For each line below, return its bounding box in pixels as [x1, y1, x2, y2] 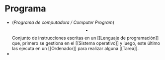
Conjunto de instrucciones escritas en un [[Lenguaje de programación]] [11, 35, 159, 41]
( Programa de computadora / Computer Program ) [11, 19, 115, 25]
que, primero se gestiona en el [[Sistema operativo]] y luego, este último [11, 40, 160, 46]
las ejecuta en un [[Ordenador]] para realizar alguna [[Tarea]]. [11, 45, 139, 51]
